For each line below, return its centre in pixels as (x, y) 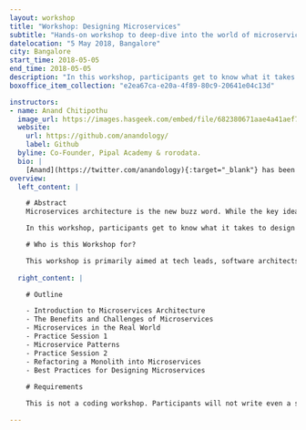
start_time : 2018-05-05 (55, 60)
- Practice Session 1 (66, 336)
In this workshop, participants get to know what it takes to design (161, 229)
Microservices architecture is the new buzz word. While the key (153, 212)
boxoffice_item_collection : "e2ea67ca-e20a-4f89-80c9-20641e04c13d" (142, 86)
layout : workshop (42, 18)
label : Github (52, 145)
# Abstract (46, 203)
